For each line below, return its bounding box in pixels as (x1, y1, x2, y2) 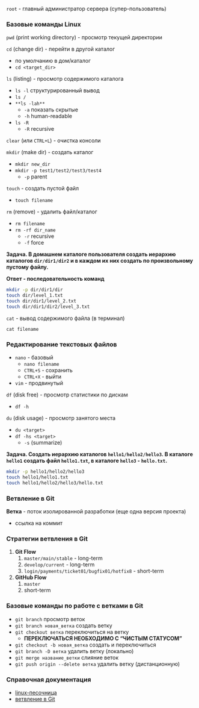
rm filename (14, 221, 45, 227)
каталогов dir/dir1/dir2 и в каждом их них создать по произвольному (6, 257, 194, 265)
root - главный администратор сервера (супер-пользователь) (6, 5, 167, 12)
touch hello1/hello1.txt (6, 474, 69, 480)
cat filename (6, 326, 39, 332)
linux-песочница (14, 689, 57, 696)
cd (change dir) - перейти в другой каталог (6, 45, 115, 53)
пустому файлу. (6, 263, 49, 271)
